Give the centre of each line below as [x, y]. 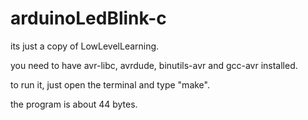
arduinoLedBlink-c [88, 18]
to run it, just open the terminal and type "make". [110, 84]
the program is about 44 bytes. [74, 104]
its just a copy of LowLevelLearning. [85, 46]
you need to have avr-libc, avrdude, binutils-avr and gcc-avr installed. [154, 65]
